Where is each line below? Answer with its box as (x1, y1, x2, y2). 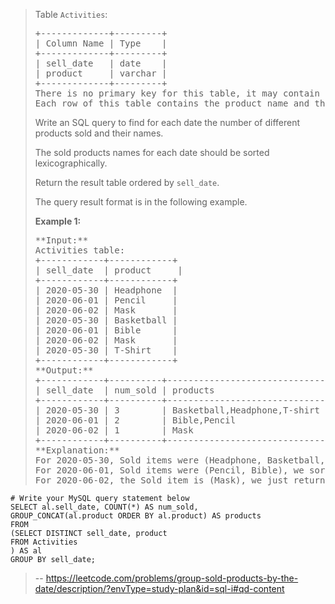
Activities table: (34, 245, 126, 256)
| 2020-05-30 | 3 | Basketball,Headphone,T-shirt (34, 405, 320, 416)
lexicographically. (34, 157, 108, 169)
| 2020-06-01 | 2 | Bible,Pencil (34, 415, 237, 426)
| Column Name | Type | (34, 38, 168, 49)
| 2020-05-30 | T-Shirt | (34, 345, 178, 356)
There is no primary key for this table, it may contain (34, 88, 320, 99)
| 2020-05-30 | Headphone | (34, 285, 178, 296)
